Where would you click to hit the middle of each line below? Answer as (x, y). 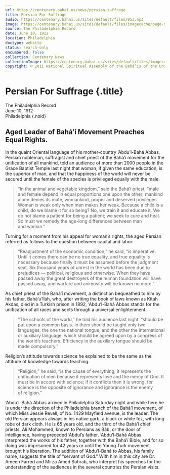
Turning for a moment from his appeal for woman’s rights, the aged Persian (83, 236)
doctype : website (24, 43)
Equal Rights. (27, 140)
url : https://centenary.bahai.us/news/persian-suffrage (65, 10)
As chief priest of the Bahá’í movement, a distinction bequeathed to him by (83, 293)
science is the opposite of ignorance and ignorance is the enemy (85, 387)
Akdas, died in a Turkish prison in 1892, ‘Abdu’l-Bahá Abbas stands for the (82, 304)
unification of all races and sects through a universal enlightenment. (76, 310)
